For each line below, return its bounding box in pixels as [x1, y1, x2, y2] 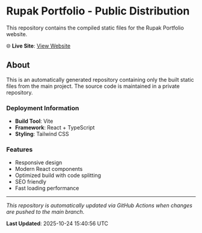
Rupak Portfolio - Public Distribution [6, 4, 190, 18]
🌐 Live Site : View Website [6, 42, 71, 49]
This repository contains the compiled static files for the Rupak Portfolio [6, 24, 185, 31]
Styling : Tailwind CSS [14, 131, 69, 138]
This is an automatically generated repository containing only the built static [6, 76, 194, 83]
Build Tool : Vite [14, 117, 54, 125]
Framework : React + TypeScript [14, 124, 95, 131]
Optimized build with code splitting [14, 172, 101, 179]
